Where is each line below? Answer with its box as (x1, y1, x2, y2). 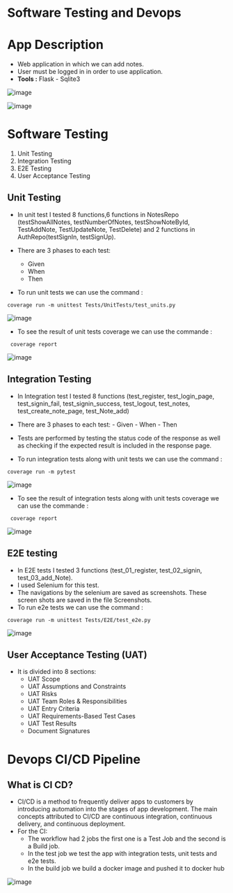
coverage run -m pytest (7, 468, 77, 475)
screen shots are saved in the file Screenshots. (17, 596, 152, 604)
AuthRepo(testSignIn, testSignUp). (17, 233, 116, 241)
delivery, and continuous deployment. (17, 820, 126, 828)
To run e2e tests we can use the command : (17, 603, 144, 612)
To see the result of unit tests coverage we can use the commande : (17, 327, 213, 336)
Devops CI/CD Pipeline (7, 751, 141, 767)
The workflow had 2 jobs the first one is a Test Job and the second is (27, 834, 226, 843)
